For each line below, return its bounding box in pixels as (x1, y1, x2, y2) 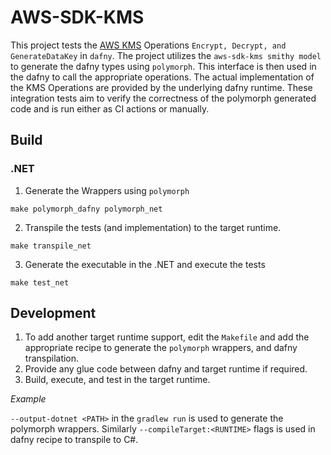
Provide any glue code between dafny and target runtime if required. (24, 363, 308, 375)
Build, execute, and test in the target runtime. (24, 374, 211, 386)
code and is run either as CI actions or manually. (10, 102, 210, 115)
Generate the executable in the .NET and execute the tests (24, 258, 266, 270)
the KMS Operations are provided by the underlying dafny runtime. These (10, 81, 313, 93)
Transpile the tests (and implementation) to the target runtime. (24, 221, 282, 233)
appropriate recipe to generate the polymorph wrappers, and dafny (24, 342, 298, 354)
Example (10, 393, 47, 405)
